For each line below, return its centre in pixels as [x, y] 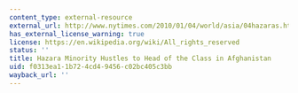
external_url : [35, 26]
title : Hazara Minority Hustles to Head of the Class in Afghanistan [141, 58]
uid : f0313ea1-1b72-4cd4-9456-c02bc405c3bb [91, 67]
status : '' [29, 50]
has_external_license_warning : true [77, 34]
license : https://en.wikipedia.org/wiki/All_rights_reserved [125, 42]
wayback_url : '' [39, 75]
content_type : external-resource [71, 17]
